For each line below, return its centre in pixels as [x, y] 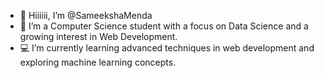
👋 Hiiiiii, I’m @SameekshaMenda [86, 15]
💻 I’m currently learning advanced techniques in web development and [167, 48]
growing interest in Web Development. [98, 36]
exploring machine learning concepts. [98, 62]
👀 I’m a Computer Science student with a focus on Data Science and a [164, 26]
